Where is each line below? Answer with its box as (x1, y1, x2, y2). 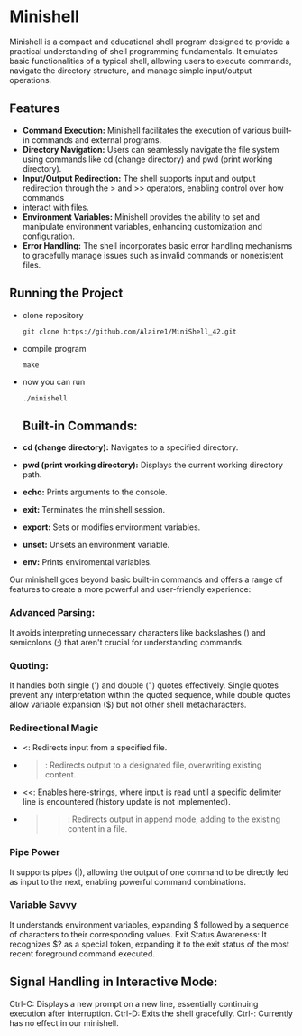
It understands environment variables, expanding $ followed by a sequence (9, 919, 290, 930)
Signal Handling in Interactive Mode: (9, 975, 218, 990)
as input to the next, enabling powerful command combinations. (9, 876, 246, 887)
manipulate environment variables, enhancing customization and (22, 221, 263, 231)
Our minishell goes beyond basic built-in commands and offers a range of (9, 574, 283, 585)
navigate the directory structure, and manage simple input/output (9, 65, 252, 76)
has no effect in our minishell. (9, 1017, 119, 1028)
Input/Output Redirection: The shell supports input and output (22, 173, 256, 184)
